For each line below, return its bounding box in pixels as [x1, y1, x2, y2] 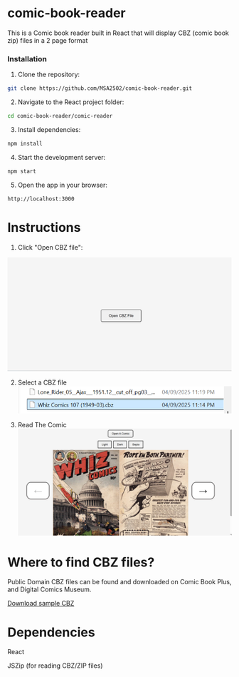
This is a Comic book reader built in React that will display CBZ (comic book [7, 29, 230, 37]
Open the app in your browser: [17, 180, 108, 189]
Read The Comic [17, 421, 67, 429]
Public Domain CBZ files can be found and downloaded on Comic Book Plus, [7, 578, 232, 586]
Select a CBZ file [17, 378, 68, 387]
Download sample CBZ [7, 599, 75, 608]
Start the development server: [17, 153, 106, 161]
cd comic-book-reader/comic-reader [7, 113, 113, 120]
